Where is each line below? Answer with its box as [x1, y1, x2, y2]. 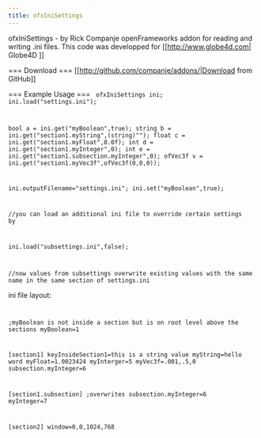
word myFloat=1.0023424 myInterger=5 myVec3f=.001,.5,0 [8, 358, 196, 366]
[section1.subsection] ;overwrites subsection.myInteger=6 [8, 390, 207, 398]
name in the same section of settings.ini [8, 276, 150, 284]
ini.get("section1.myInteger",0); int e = [8, 145, 150, 153]
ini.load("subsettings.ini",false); [8, 242, 129, 250]
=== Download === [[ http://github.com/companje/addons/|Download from [8, 65, 253, 75]
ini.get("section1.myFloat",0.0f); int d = [8, 138, 154, 147]
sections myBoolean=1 [8, 326, 80, 333]
